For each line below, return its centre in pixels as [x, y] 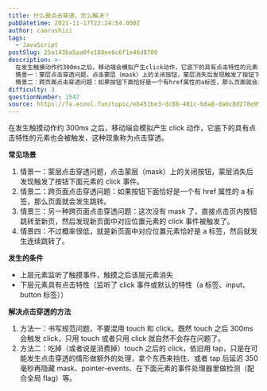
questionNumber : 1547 [44, 97]
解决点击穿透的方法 [40, 312]
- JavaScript [37, 45]
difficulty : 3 [32, 89]
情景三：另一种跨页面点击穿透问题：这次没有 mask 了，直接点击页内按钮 [138, 211]
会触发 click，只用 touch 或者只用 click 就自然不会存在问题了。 [122, 339]
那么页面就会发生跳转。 [72, 201]
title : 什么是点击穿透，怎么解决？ [59, 15]
